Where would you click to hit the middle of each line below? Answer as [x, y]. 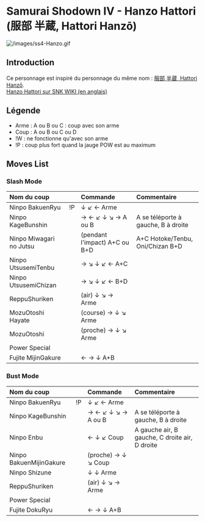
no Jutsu [22, 247]
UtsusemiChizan [33, 285]
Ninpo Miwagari [32, 239]
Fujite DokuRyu [31, 510]
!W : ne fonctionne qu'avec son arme [62, 138]
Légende [23, 111]
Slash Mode [24, 181]
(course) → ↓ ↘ [103, 313]
